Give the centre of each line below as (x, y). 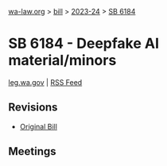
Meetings (33, 151)
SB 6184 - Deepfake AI (84, 44)
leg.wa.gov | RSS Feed (45, 82)
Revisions (33, 108)
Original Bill (39, 126)
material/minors (62, 61)
